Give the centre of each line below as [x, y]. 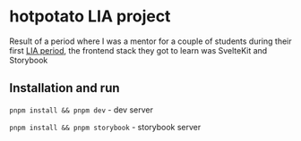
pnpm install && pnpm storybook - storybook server [105, 127]
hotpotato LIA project [90, 17]
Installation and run [64, 88]
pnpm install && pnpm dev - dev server [82, 110]
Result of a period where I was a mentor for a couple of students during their [150, 41]
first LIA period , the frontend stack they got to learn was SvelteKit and [138, 50]
